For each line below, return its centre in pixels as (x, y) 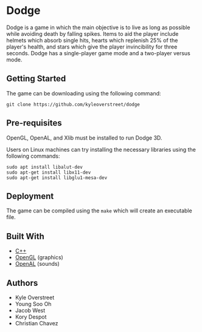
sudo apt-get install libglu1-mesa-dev (57, 178)
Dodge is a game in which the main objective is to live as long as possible (98, 27)
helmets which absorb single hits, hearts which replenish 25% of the (92, 40)
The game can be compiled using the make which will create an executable (99, 211)
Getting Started (36, 79)
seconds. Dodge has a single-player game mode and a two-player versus (98, 53)
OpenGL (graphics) (39, 257)
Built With (25, 236)
